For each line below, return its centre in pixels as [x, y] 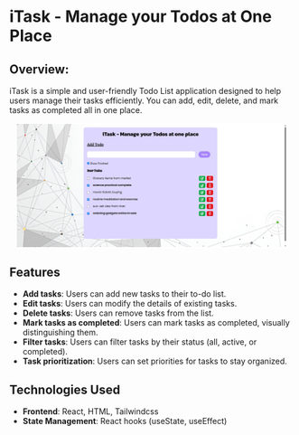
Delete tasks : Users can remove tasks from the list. [118, 313]
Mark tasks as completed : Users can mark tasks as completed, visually [156, 323]
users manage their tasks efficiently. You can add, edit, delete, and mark [144, 100]
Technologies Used [65, 389]
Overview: [39, 69]
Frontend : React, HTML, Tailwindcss [90, 411]
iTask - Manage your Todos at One [141, 17]
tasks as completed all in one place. [76, 110]
